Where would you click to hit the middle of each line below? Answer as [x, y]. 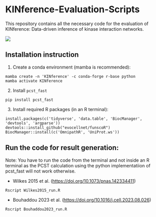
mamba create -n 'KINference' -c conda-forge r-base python [71, 76]
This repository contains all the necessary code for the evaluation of [77, 24]
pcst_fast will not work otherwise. [41, 171]
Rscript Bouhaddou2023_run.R [36, 209]
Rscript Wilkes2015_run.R [33, 190]
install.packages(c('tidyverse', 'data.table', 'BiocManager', [74, 119]
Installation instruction [42, 55]
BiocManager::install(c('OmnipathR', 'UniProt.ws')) [62, 132]
